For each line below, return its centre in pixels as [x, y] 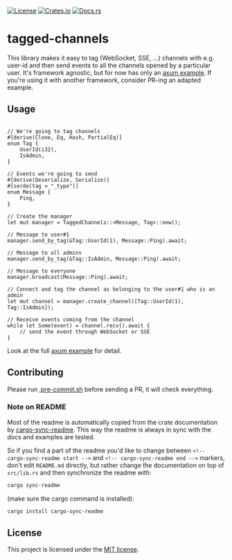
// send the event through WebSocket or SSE [85, 332]
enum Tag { [23, 143]
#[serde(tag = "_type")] [43, 186]
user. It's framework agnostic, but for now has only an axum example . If [109, 72]
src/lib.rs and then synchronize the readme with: [79, 473]
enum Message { [29, 192]
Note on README [37, 407]
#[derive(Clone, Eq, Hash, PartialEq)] [65, 137]
